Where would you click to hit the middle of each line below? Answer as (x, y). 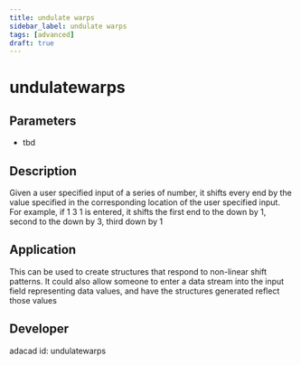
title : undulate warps (52, 18)
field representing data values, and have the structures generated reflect (145, 291)
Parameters (43, 121)
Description (43, 171)
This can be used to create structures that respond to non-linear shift (138, 271)
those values (33, 300)
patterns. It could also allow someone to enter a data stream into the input (147, 281)
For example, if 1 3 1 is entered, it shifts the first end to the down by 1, (138, 212)
